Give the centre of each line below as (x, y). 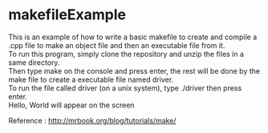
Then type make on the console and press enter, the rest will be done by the (134, 71)
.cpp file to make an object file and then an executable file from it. (117, 45)
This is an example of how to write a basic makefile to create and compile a (133, 37)
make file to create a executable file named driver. (91, 79)
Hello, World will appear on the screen (71, 105)
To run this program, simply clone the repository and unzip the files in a (126, 54)
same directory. (34, 62)
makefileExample (67, 15)
